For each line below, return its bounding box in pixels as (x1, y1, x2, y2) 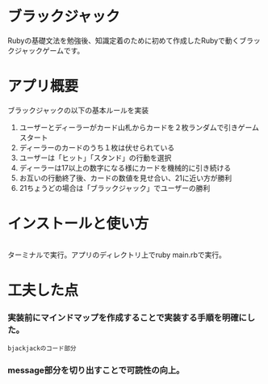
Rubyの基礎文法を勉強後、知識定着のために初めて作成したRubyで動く (7, 36, 240, 45)
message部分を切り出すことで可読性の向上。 (7, 365, 185, 376)
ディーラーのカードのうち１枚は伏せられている (19, 142, 175, 152)
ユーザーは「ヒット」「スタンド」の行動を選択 (19, 153, 172, 162)
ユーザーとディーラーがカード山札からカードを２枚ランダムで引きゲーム (19, 122, 260, 132)
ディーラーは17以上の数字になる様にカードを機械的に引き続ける (19, 162, 232, 172)
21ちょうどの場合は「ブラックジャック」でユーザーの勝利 (19, 183, 211, 192)
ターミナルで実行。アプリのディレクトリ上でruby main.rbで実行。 (7, 250, 227, 260)
